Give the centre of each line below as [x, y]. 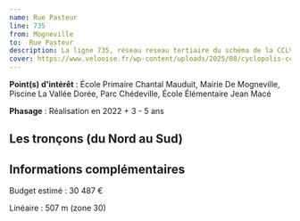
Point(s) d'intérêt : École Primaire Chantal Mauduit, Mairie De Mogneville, [145, 84]
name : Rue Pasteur [43, 17]
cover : [21, 59]
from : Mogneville [42, 34]
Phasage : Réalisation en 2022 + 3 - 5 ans [87, 111]
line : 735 [28, 26]
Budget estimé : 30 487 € [56, 191]
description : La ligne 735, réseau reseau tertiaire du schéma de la [142, 51]
